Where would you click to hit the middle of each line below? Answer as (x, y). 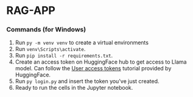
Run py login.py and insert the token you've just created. (87, 81)
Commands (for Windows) (46, 30)
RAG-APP (31, 11)
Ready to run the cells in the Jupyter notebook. (74, 88)
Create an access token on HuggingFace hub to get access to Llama (101, 62)
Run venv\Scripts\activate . (50, 49)
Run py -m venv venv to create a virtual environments (82, 42)
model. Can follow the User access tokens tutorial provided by (93, 69)
